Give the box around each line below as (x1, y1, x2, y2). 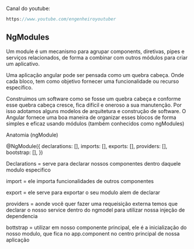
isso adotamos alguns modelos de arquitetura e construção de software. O (6, 107, 186, 114)
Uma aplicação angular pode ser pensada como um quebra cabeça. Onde (6, 71, 185, 78)
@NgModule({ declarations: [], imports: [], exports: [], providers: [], (6, 142, 168, 149)
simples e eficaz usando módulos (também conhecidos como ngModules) (6, 120, 185, 127)
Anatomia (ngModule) (6, 131, 58, 138)
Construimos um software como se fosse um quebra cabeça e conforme (6, 95, 181, 102)
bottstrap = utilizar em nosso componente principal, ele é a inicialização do (6, 224, 187, 231)
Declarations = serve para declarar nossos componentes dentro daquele (6, 160, 181, 167)
